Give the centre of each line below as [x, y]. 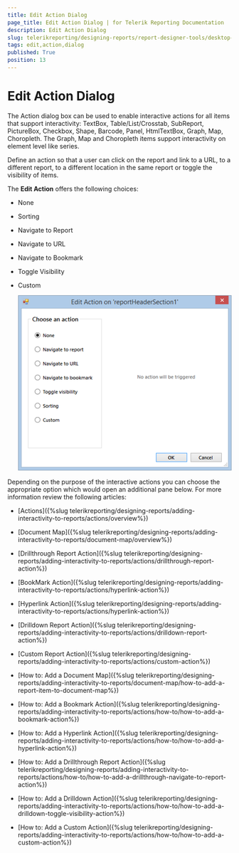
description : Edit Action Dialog [57, 30]
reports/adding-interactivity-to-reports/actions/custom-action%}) [114, 661]
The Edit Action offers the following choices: [73, 189]
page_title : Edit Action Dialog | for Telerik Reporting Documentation [116, 22]
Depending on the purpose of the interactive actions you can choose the [114, 482]
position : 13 [27, 60]
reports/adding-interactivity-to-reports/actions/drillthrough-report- [116, 561]
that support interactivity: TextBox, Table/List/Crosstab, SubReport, [106, 123]
